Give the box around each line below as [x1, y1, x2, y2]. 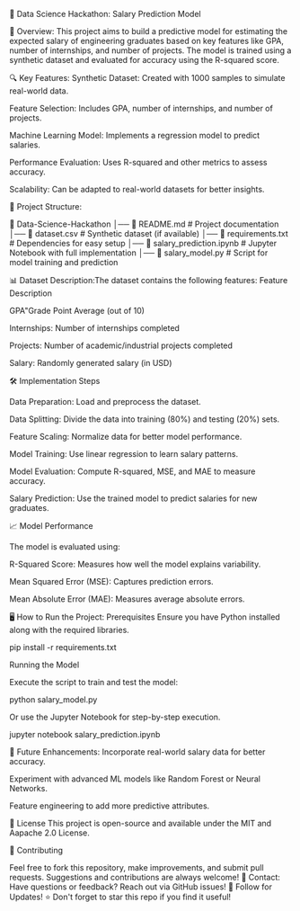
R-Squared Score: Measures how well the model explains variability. [9, 558, 261, 569]
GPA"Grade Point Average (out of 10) [9, 306, 146, 316]
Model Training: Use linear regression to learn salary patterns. [9, 449, 239, 459]
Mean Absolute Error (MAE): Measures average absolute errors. [9, 594, 245, 604]
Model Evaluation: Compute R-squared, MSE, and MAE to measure [9, 466, 256, 477]
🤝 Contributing [9, 845, 64, 855]
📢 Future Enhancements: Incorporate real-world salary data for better [9, 746, 266, 757]
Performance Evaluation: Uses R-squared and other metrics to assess [9, 157, 268, 167]
